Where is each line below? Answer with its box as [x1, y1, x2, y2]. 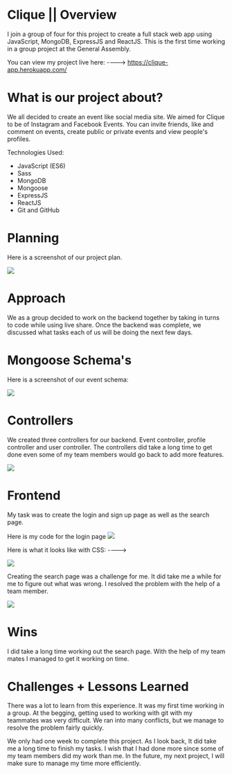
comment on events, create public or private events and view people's [7, 127, 208, 135]
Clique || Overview [7, 7, 117, 23]
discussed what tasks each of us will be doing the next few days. [7, 328, 193, 336]
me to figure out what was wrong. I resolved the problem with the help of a [7, 579, 220, 587]
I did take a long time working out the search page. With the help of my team [7, 647, 226, 655]
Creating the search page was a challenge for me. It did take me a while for [7, 572, 222, 580]
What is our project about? [7, 90, 163, 105]
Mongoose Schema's [7, 352, 132, 368]
